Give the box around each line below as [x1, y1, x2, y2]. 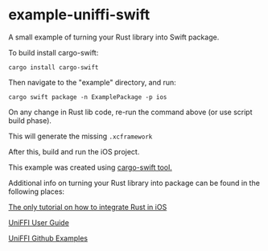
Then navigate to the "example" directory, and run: [8, 77, 177, 87]
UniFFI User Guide [8, 217, 70, 227]
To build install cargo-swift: [8, 47, 99, 57]
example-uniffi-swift [8, 6, 150, 24]
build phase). [8, 115, 52, 125]
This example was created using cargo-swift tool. [8, 163, 173, 172]
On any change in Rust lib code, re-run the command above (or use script [8, 107, 253, 117]
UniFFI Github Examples [8, 233, 89, 243]
